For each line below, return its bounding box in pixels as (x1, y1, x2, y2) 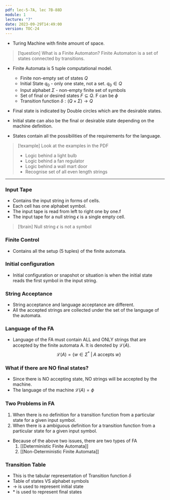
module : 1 (5, 12, 26, 17)
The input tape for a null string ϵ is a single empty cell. (12, 214, 125, 220)
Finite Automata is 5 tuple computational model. (12, 65, 112, 72)
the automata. (12, 313, 42, 319)
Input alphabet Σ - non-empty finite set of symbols (20, 87, 126, 93)
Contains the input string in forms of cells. (12, 197, 100, 204)
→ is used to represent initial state (12, 483, 83, 489)
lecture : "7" (5, 17, 33, 22)
